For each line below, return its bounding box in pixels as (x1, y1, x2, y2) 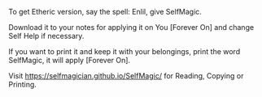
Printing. (8, 80, 37, 89)
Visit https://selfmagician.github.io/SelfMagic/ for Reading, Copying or (8, 71, 244, 80)
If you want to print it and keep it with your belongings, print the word (8, 47, 241, 56)
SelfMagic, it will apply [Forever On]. (8, 56, 131, 65)
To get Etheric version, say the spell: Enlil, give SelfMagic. (8, 7, 202, 16)
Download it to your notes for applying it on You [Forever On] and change (8, 23, 255, 32)
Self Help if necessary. (8, 32, 85, 40)
